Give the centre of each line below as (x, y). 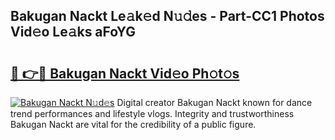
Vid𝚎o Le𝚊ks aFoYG (73, 32)
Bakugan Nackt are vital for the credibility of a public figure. (133, 124)
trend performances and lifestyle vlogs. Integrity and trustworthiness (152, 113)
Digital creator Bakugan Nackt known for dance (214, 102)
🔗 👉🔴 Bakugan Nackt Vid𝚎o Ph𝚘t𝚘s (125, 73)
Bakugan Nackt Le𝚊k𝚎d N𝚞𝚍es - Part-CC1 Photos (167, 16)
